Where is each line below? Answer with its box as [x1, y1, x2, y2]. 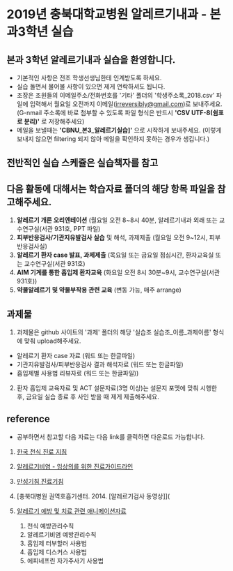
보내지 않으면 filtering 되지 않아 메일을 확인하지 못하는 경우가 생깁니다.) [16, 135, 210, 143]
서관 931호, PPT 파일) [41, 225, 101, 233]
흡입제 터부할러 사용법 [26, 539, 88, 547]
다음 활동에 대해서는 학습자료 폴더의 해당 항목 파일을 [6, 183, 216, 195]
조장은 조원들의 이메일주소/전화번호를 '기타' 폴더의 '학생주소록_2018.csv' [16, 91, 215, 99]
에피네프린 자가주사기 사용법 [26, 556, 104, 565]
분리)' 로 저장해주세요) [23, 117, 85, 126]
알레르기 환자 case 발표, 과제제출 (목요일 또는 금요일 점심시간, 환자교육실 [16, 251, 214, 259]
